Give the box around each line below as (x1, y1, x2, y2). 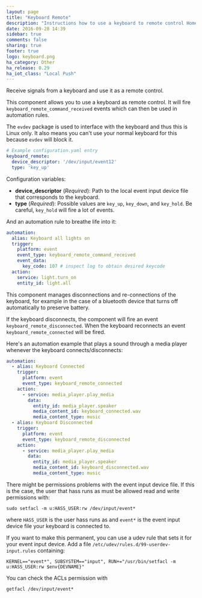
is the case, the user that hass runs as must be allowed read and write (6, 487, 180, 494)
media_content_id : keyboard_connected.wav (32, 408, 141, 415)
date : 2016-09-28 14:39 (6, 25, 66, 32)
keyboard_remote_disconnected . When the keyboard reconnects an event (6, 322, 186, 329)
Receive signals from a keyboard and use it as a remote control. (6, 87, 164, 94)
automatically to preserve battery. (6, 304, 90, 311)
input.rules (6, 548, 36, 554)
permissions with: (6, 494, 50, 501)
